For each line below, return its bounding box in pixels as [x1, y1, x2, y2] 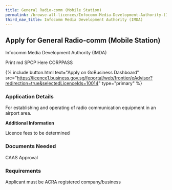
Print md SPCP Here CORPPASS [5, 59, 73, 66]
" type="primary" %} [98, 80, 142, 87]
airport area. [5, 110, 32, 116]
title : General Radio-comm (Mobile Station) [5, 7, 102, 13]
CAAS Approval [5, 154, 38, 160]
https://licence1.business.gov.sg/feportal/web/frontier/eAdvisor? [17, 75, 153, 81]
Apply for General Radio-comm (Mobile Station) [5, 36, 161, 45]
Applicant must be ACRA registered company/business [5, 179, 121, 185]
